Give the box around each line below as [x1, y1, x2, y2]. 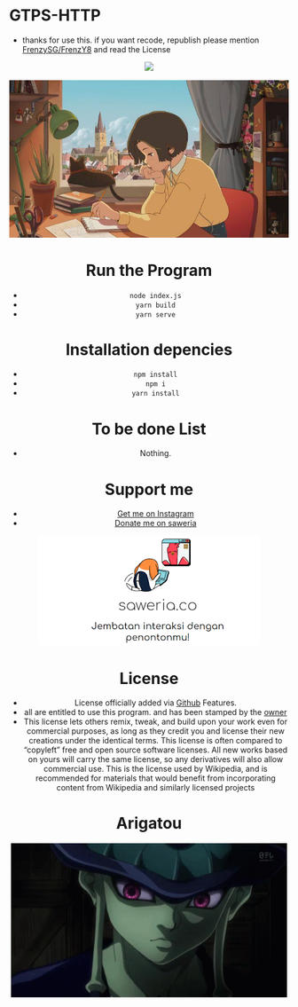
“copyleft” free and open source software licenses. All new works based [23, 744, 288, 755]
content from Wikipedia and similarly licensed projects [56, 783, 255, 793]
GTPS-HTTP [9, 5, 101, 26]
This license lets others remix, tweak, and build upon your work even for [23, 716, 288, 728]
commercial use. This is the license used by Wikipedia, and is [43, 764, 268, 775]
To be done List [91, 419, 207, 439]
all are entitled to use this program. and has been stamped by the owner [24, 707, 287, 718]
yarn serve [136, 310, 176, 319]
